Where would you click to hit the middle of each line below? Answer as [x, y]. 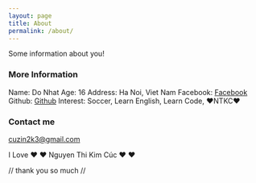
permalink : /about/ [41, 31]
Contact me [32, 122]
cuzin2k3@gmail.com [44, 139]
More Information [43, 75]
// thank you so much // [47, 170]
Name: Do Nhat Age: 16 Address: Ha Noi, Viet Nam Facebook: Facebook [128, 92]
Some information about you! [56, 54]
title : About [30, 23]
